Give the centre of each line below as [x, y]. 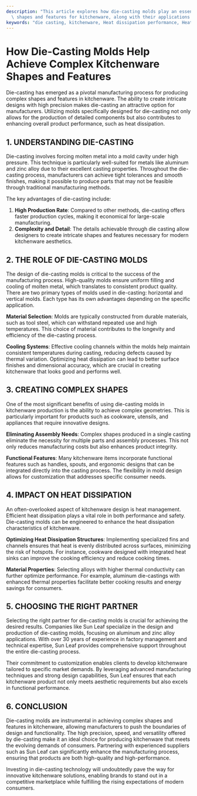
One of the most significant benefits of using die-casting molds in [85, 404]
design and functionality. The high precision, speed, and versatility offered [96, 733]
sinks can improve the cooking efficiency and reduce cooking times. [89, 558]
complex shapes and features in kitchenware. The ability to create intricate [96, 99]
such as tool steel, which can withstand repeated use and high [81, 323]
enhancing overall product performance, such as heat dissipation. [86, 124]
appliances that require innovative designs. [58, 422]
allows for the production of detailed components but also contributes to [94, 117]
